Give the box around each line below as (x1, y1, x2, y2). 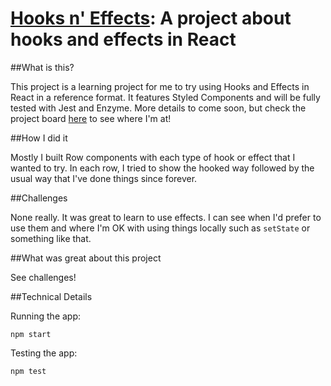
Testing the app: (10, 347, 78, 359)
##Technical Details (10, 290, 93, 302)
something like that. (10, 232, 92, 244)
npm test (10, 366, 47, 376)
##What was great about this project (10, 252, 162, 264)
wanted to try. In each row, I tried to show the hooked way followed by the (10, 162, 315, 174)
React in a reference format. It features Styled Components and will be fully (10, 91, 321, 103)
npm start (10, 329, 52, 339)
